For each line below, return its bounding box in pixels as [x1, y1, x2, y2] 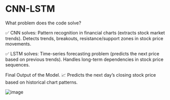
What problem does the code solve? [5, 20, 82, 26]
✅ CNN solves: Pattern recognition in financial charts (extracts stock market [5, 29, 165, 36]
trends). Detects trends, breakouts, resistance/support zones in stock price [5, 35, 163, 41]
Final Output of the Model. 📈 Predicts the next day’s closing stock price [5, 72, 156, 78]
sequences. [5, 61, 30, 68]
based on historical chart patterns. [5, 79, 78, 85]
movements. [5, 41, 32, 47]
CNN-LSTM [5, 3, 55, 15]
